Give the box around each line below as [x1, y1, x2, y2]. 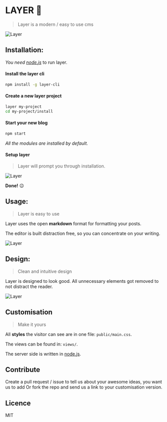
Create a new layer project [5, 93, 62, 99]
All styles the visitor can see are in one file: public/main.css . [5, 331, 132, 337]
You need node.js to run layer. [5, 59, 67, 65]
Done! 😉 [5, 183, 24, 189]
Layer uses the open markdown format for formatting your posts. [5, 220, 142, 227]
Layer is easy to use [17, 210, 60, 217]
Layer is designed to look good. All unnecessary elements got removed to [5, 278, 159, 284]
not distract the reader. [5, 283, 53, 289]
